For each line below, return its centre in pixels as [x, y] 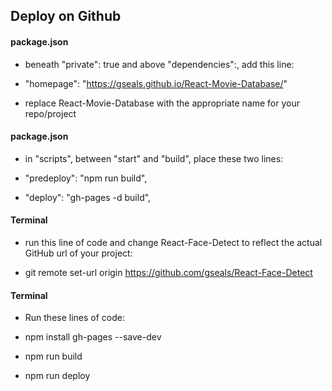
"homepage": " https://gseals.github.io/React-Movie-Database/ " [156, 83]
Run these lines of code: [75, 318]
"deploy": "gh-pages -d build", [88, 197]
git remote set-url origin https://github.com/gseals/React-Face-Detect [168, 272]
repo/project [50, 113]
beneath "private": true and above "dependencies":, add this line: [159, 64]
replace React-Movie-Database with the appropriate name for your [162, 103]
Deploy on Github [66, 16]
